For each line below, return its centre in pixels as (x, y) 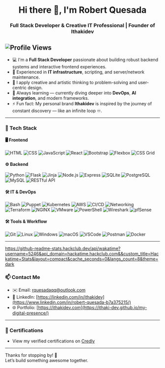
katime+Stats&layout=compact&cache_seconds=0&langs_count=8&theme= (82, 259)
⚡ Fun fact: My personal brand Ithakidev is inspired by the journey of (82, 103)
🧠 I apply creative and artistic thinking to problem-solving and (75, 82)
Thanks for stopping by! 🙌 (31, 355)
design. (35, 88)
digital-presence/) (30, 313)
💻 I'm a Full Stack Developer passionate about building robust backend (85, 60)
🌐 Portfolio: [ (25, 307)
